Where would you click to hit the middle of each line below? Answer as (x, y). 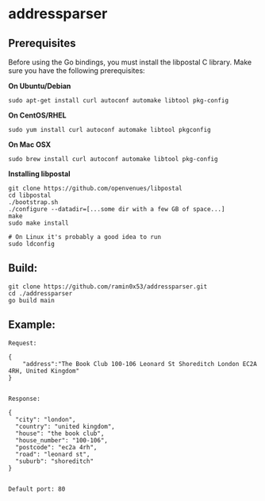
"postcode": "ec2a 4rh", (56, 447)
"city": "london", (46, 419)
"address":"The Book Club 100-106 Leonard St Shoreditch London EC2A (140, 364)
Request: (23, 343)
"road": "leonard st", (53, 454)
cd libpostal (30, 195)
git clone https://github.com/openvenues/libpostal (95, 188)
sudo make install (38, 223)
